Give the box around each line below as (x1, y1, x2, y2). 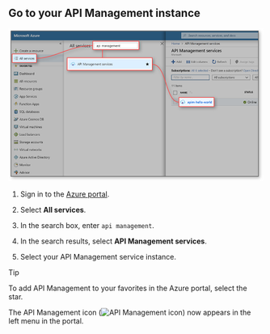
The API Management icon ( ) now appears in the (8, 307, 251, 317)
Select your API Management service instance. (19, 252, 176, 261)
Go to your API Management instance (8, 6, 200, 20)
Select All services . (19, 205, 86, 214)
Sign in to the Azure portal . (19, 189, 110, 199)
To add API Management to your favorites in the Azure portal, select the (8, 283, 248, 293)
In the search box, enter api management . (19, 220, 155, 230)
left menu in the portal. (8, 315, 84, 326)
